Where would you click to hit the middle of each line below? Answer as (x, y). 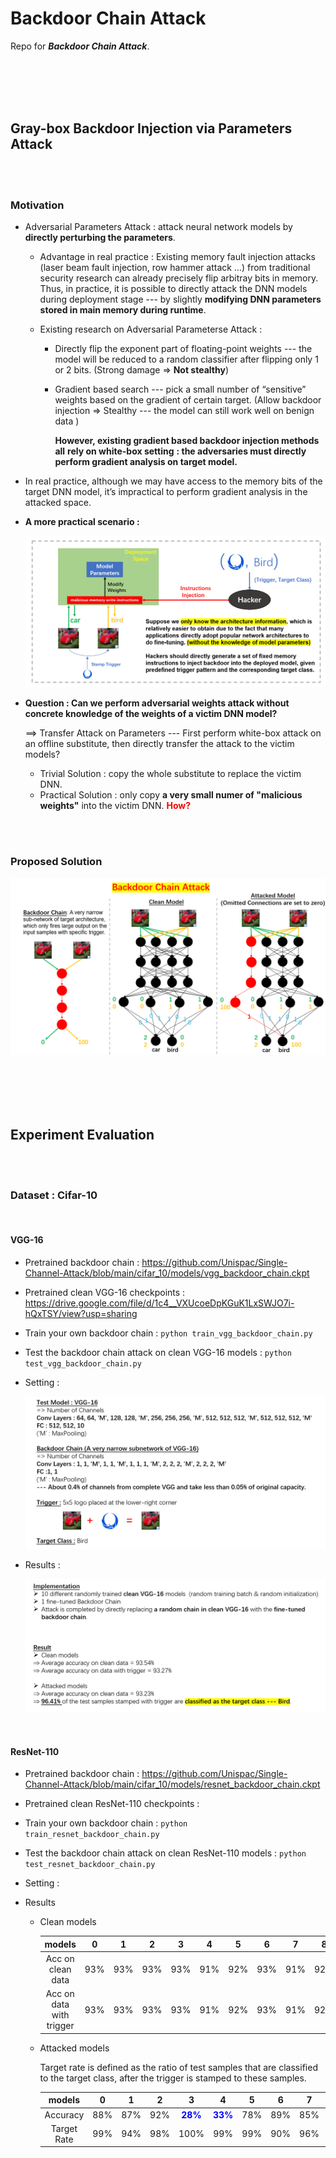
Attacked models (74, 2048)
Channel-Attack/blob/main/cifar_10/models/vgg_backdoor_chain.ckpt (167, 1273)
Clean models (68, 1922)
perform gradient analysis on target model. (146, 462)
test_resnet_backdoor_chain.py (90, 1865)
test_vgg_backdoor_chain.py (83, 1363)
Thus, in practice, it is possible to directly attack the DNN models (173, 289)
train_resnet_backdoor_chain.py (92, 1835)
